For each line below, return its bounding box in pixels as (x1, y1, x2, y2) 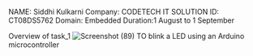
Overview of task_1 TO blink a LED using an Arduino (8, 32, 245, 41)
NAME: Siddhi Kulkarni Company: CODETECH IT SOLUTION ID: (8, 7, 220, 16)
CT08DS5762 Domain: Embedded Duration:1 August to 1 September (8, 15, 235, 25)
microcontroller (8, 40, 59, 50)
